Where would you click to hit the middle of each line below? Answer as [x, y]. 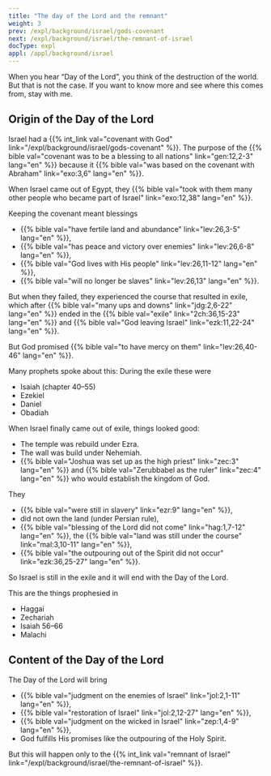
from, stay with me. [40, 94]
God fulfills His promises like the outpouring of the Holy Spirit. [123, 738]
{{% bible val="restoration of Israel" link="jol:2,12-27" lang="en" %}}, [135, 712]
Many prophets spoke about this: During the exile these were [110, 371]
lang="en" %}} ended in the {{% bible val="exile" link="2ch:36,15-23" [125, 314]
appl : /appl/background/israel [61, 54]
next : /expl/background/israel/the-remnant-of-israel [101, 39]
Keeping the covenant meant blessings [73, 213]
